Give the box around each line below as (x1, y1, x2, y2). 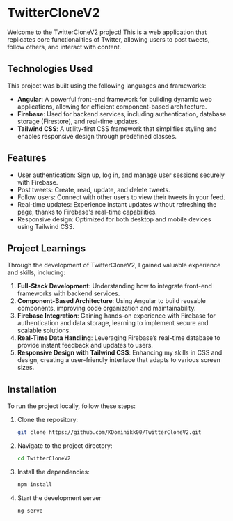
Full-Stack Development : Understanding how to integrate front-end (17, 282, 212, 290)
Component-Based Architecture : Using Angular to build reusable (17, 297, 207, 305)
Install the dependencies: (17, 467, 90, 476)
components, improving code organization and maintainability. (17, 304, 196, 313)
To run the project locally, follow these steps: (7, 402, 136, 410)
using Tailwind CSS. (17, 222, 75, 231)
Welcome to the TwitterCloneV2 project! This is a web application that (7, 28, 207, 36)
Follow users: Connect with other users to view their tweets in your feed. (17, 193, 226, 201)
